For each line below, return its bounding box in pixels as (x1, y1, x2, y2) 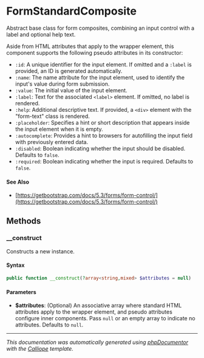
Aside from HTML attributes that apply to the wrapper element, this (6, 43, 174, 50)
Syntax (6, 261, 25, 269)
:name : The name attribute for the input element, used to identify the (15, 74, 185, 81)
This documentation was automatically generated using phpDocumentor (6, 339, 189, 346)
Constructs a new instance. (6, 247, 75, 255)
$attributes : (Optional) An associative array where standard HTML (15, 302, 182, 309)
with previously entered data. (15, 138, 89, 145)
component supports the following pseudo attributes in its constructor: (6, 49, 183, 56)
